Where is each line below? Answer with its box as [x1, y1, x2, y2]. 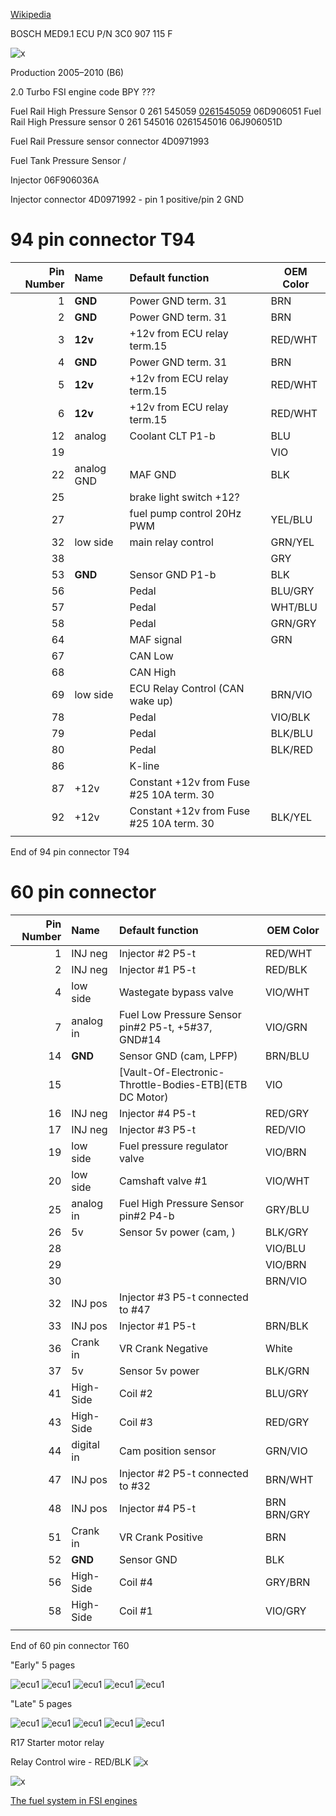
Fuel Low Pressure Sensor [118, 1007, 242, 1021]
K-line [129, 759, 160, 773]
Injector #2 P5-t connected [118, 1466, 249, 1480]
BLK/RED [270, 742, 314, 756]
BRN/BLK [264, 1319, 309, 1333]
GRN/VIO [264, 1444, 308, 1458]
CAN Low [129, 649, 174, 663]
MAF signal [129, 632, 183, 646]
